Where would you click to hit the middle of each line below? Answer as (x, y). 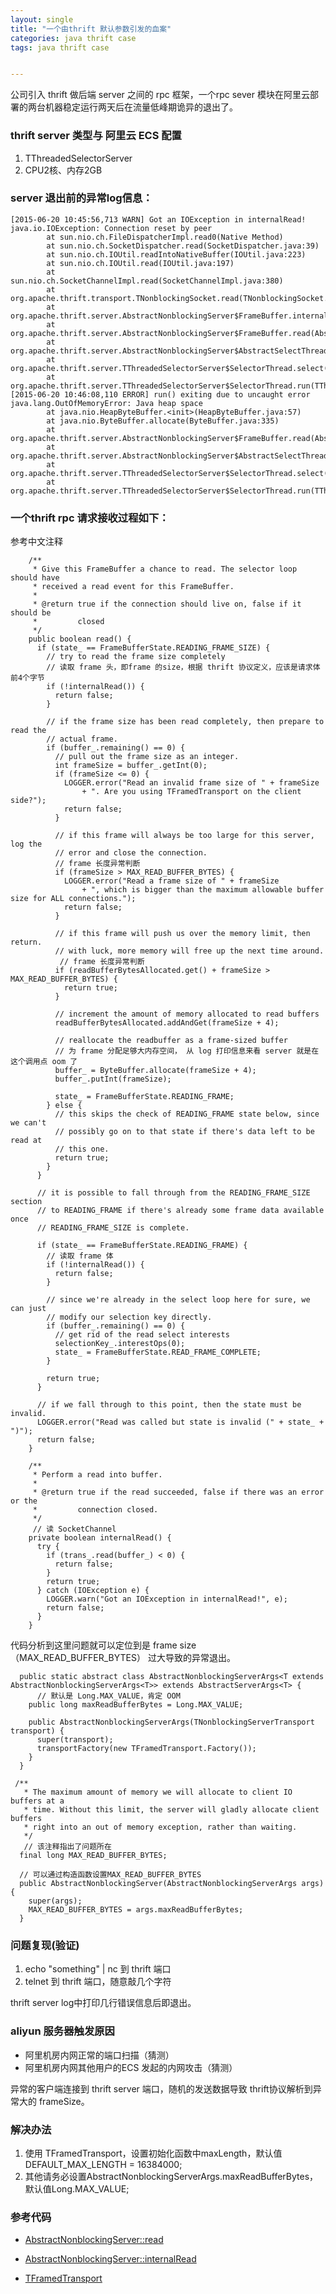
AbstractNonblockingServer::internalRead (110, 2259)
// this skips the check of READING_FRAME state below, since (187, 1114)
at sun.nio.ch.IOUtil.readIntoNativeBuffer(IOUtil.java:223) (176, 254)
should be (31, 613)
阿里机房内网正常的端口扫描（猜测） (99, 2055)
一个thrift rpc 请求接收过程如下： (90, 518)
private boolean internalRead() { (100, 1538)
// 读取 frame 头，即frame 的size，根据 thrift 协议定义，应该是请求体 (183, 667)
